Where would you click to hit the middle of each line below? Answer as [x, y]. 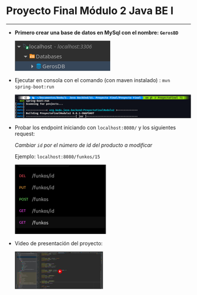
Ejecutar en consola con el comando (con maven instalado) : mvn [92, 80]
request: [25, 134]
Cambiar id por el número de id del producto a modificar [83, 145]
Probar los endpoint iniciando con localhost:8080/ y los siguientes [95, 127]
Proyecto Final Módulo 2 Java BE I [90, 11]
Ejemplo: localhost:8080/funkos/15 [57, 156]
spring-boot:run [34, 87]
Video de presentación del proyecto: [59, 243]
